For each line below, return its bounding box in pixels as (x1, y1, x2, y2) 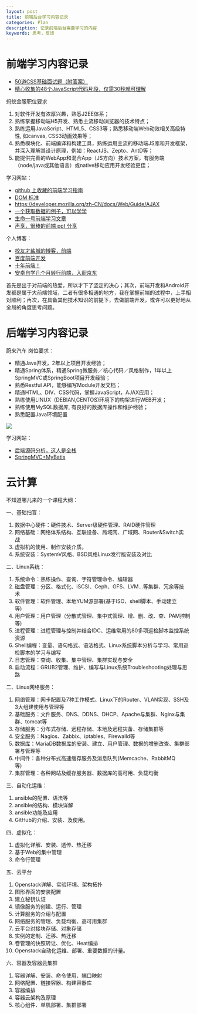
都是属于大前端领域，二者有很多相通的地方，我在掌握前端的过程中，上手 (11, 289, 186, 297)
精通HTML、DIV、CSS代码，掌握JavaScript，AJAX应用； (14, 389, 155, 396)
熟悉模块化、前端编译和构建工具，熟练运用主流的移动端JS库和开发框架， (14, 140, 191, 147)
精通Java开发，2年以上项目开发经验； (14, 359, 107, 366)
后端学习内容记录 (6, 326, 89, 340)
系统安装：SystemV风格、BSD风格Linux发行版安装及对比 (14, 550, 152, 558)
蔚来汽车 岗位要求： (6, 347, 54, 354)
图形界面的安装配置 (14, 888, 62, 895)
